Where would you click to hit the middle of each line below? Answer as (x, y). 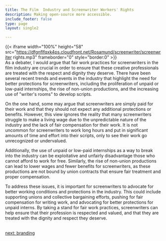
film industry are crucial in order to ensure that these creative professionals (82, 68)
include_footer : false (28, 19)
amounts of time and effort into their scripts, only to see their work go (76, 136)
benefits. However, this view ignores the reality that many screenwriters (78, 114)
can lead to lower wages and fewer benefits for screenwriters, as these (78, 166)
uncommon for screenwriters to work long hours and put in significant (77, 130)
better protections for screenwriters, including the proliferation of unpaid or (82, 84)
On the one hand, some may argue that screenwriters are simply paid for (79, 104)
